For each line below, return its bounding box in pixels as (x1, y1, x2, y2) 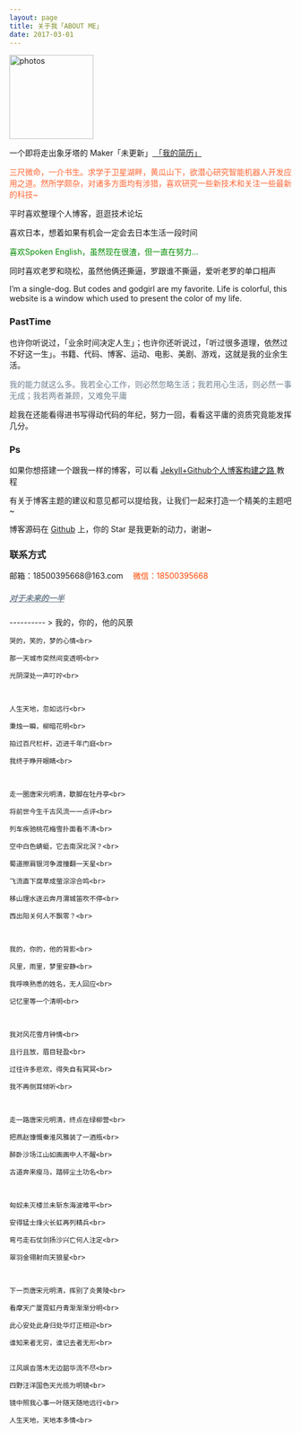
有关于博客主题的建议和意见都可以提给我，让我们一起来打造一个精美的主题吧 (9, 495, 292, 506)
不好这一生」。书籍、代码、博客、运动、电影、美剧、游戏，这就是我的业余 (9, 348, 280, 359)
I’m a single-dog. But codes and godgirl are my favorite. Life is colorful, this (9, 284, 288, 295)
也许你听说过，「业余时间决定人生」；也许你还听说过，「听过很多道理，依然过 (9, 337, 288, 348)
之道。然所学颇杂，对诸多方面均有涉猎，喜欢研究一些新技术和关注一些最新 (16, 178, 292, 189)
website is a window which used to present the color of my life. (9, 293, 243, 304)
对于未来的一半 (9, 592, 64, 603)
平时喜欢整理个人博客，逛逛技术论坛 (9, 208, 143, 219)
